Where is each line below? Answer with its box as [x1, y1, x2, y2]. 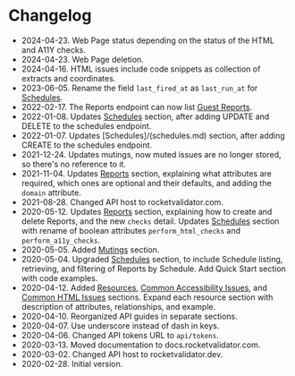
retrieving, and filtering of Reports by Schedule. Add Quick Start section [21, 263, 287, 274]
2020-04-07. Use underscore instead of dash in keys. [21, 320, 220, 331]
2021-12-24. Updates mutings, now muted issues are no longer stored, [21, 149, 282, 159]
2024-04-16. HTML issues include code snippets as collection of [21, 64, 261, 74]
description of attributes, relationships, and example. [21, 301, 216, 312]
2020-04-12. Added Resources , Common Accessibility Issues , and [21, 282, 267, 293]
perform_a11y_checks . [21, 235, 100, 245]
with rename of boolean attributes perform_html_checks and [21, 225, 241, 235]
